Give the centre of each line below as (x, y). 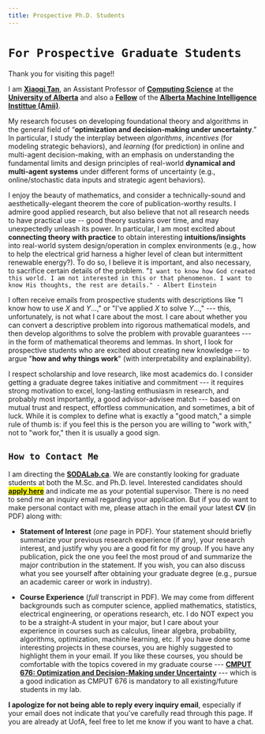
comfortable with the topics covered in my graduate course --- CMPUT (136, 664)
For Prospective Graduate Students (125, 53)
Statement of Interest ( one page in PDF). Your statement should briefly (136, 532)
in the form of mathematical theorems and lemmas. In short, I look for (121, 341)
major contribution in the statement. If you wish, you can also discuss (132, 565)
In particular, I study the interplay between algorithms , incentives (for (120, 137)
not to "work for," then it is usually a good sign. (84, 432)
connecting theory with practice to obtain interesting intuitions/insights (127, 237)
